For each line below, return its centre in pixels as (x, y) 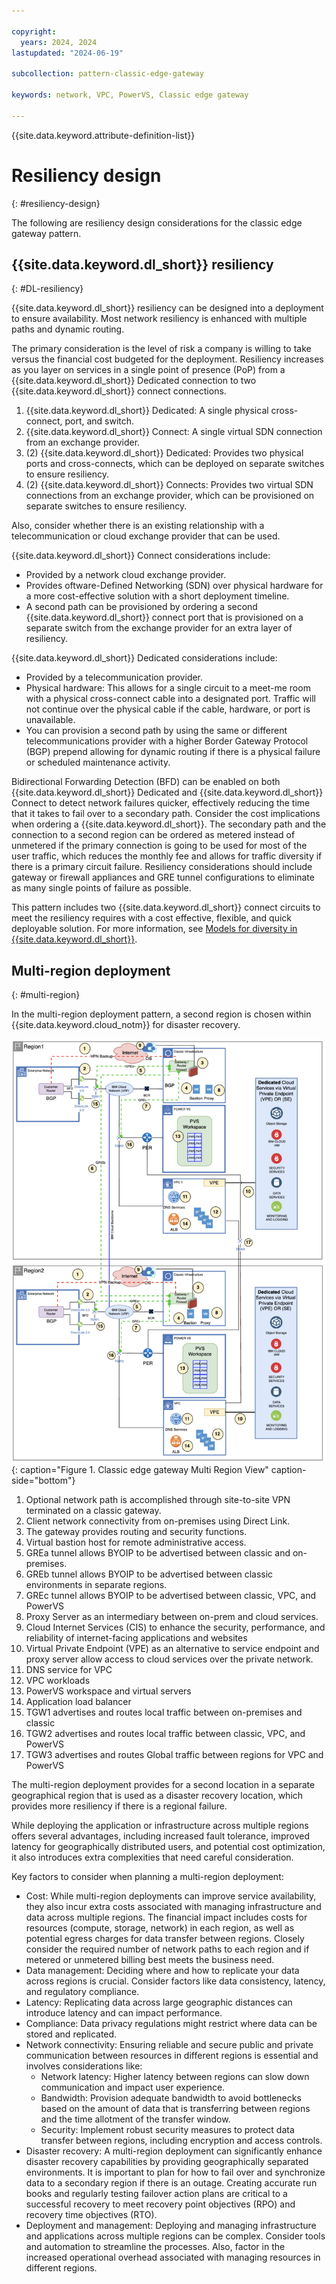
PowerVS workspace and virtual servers (108, 1691)
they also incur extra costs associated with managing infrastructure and (173, 1907)
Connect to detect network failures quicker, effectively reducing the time (161, 803)
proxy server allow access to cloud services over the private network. (169, 1659)
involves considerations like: (84, 2066)
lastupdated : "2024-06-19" (67, 53)
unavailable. (50, 720)
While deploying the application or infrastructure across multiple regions (160, 1826)
